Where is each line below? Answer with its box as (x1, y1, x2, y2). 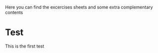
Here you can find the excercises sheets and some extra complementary (5, 4, 153, 10)
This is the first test (5, 43, 44, 49)
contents (5, 9, 23, 15)
